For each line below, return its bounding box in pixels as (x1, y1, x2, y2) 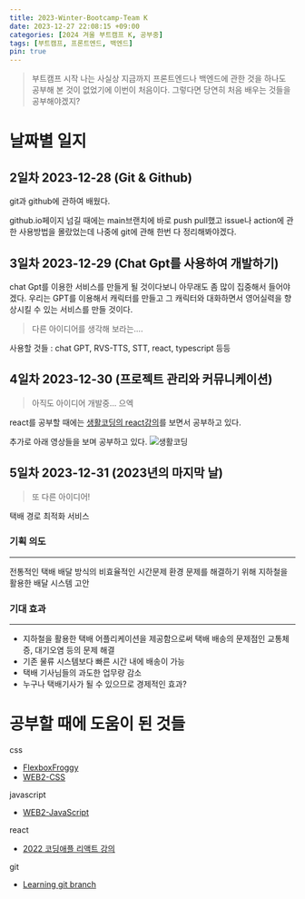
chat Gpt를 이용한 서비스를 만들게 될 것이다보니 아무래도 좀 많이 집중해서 (9, 281, 267, 291)
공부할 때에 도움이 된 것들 (9, 714, 186, 735)
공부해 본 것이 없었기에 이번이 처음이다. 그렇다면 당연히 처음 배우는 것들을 (31, 84, 291, 95)
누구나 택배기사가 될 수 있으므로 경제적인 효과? (22, 678, 188, 690)
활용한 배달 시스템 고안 (9, 578, 90, 588)
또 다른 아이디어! (31, 491, 91, 502)
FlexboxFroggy (22, 762, 79, 773)
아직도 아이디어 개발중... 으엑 (31, 397, 134, 409)
